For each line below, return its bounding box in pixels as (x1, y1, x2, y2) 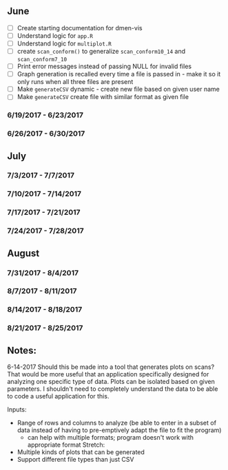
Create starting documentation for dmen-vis (17, 23, 143, 32)
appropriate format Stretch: (27, 440, 105, 449)
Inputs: (7, 405, 27, 414)
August (7, 247, 40, 259)
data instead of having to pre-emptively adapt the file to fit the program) (17, 426, 222, 434)
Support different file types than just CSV (17, 456, 134, 464)
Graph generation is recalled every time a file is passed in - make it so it (17, 70, 221, 78)
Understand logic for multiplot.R (17, 39, 112, 47)
